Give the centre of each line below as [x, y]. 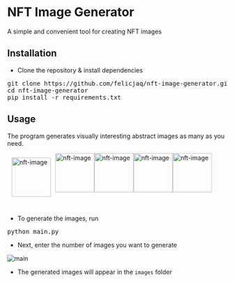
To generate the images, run [58, 218]
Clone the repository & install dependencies [80, 70]
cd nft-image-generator [48, 90]
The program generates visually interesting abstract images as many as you [116, 136]
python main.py [33, 231]
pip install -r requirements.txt [64, 97]
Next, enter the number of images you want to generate [97, 245]
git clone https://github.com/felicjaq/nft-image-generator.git [119, 83]
